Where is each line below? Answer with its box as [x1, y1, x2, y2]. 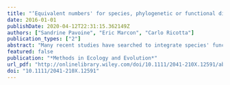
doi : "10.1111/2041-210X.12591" [7, 67, 99, 74]
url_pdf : [7, 61, 32, 68]
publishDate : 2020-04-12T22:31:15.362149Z [7, 23, 130, 29]
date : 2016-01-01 [7, 16, 57, 23]
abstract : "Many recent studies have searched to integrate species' [7, 42, 210, 49]
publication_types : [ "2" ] [7, 36, 81, 42]
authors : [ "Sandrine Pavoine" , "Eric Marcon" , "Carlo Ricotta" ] [7, 29, 194, 36]
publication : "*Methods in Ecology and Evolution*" [7, 55, 157, 62]
